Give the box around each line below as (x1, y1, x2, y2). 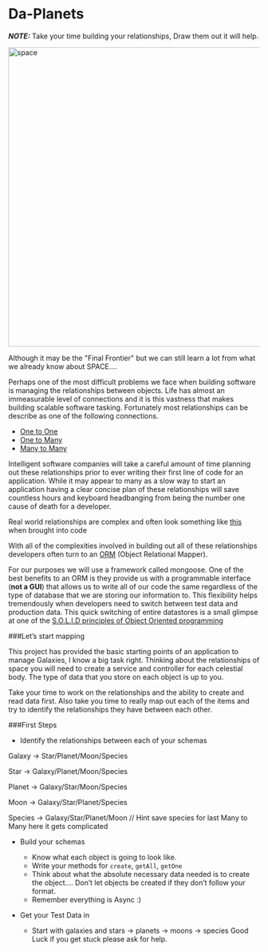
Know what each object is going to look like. (31, 852, 177, 862)
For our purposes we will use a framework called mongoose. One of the (8, 565, 244, 574)
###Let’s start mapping (8, 631, 85, 641)
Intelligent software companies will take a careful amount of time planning (8, 458, 251, 468)
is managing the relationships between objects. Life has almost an (8, 385, 225, 395)
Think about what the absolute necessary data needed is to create (31, 869, 250, 879)
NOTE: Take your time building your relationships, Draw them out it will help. (8, 31, 259, 41)
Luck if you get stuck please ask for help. (31, 934, 167, 943)
